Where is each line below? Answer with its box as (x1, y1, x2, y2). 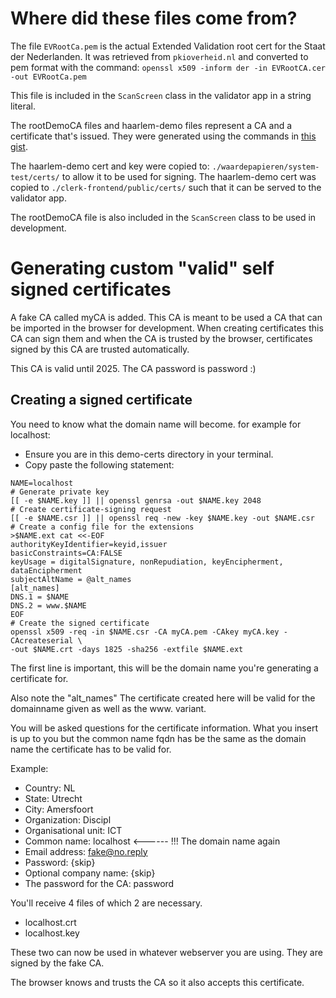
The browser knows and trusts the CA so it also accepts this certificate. (10, 976, 305, 988)
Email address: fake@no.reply (24, 845, 148, 857)
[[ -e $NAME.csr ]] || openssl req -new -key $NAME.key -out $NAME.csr (10, 513, 315, 523)
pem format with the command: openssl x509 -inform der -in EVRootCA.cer (10, 61, 326, 73)
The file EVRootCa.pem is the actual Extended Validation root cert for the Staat (10, 40, 326, 52)
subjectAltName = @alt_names (10, 574, 132, 584)
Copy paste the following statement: (24, 458, 175, 471)
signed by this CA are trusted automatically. (10, 343, 190, 355)
